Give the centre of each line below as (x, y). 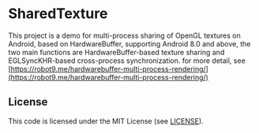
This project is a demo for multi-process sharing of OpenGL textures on (124, 35)
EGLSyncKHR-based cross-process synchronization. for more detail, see (127, 61)
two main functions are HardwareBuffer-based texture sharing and (116, 52)
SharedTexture (58, 14)
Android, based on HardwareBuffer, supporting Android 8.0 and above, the (129, 43)
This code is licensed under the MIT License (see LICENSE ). (106, 121)
